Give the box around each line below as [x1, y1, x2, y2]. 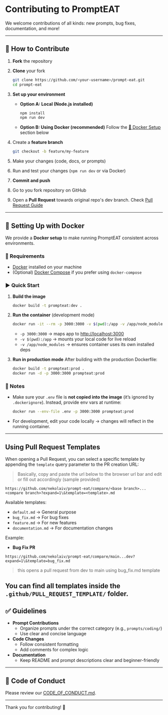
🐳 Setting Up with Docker [5, 222, 85, 230]
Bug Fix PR [12, 545, 35, 551]
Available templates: [5, 499, 46, 505]
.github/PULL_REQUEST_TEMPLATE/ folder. [5, 590, 128, 598]
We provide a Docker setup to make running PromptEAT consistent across [5, 235, 159, 241]
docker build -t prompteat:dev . [12, 303, 82, 308]
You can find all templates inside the [5, 582, 121, 590]
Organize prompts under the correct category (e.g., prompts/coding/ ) [19, 625, 162, 631]
